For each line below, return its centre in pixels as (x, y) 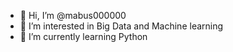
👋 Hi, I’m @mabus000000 (73, 15)
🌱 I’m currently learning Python (83, 36)
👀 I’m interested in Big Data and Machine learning (121, 26)
